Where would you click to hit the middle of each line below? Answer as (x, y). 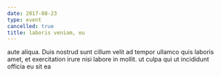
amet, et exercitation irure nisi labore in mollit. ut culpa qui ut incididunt (108, 60)
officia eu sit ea (29, 66)
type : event (24, 20)
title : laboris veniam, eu (46, 33)
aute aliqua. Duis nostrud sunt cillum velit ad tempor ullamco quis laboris (110, 52)
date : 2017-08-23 (32, 13)
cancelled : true (30, 26)
